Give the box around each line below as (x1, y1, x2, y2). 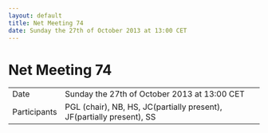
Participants (12, 107, 57, 118)
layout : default (8, 11, 62, 20)
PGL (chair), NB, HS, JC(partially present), (65, 101, 223, 112)
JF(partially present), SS (65, 111, 156, 123)
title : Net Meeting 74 (8, 19, 84, 27)
